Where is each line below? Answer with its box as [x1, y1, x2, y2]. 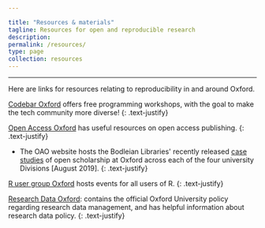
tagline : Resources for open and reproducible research [8, 25, 196, 34]
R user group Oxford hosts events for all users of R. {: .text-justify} [8, 179, 224, 188]
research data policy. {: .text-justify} [8, 211, 125, 220]
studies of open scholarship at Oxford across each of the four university [19, 155, 255, 164]
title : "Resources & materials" [8, 18, 114, 26]
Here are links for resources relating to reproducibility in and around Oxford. [8, 84, 255, 93]
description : [8, 33, 51, 41]
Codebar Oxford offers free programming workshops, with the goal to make [8, 99, 255, 109]
